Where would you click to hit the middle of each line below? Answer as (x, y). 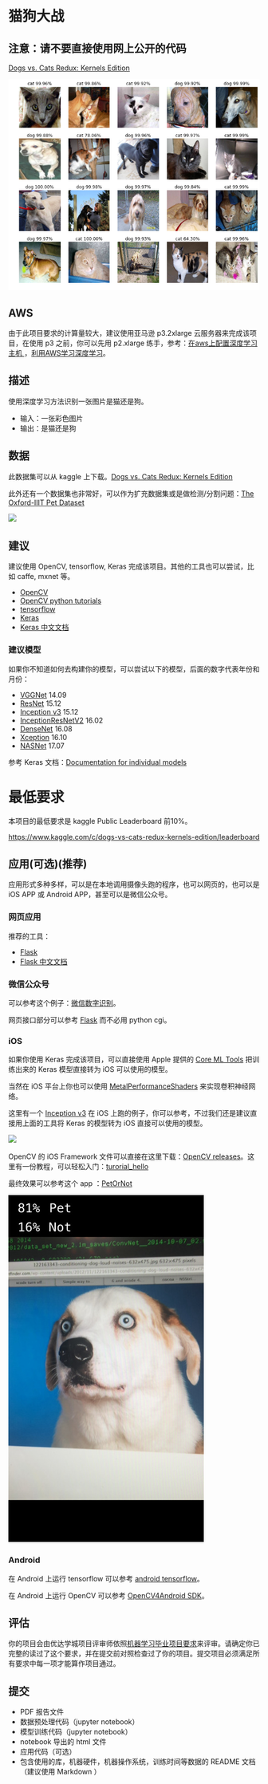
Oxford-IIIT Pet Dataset (47, 502)
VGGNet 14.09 (43, 695)
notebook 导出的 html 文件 (63, 1742)
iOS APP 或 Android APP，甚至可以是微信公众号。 (90, 895)
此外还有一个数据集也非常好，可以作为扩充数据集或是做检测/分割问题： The (131, 493)
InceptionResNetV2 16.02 (61, 720)
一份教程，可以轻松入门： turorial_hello (85, 1167)
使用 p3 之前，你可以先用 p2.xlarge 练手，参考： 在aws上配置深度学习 (143, 343)
